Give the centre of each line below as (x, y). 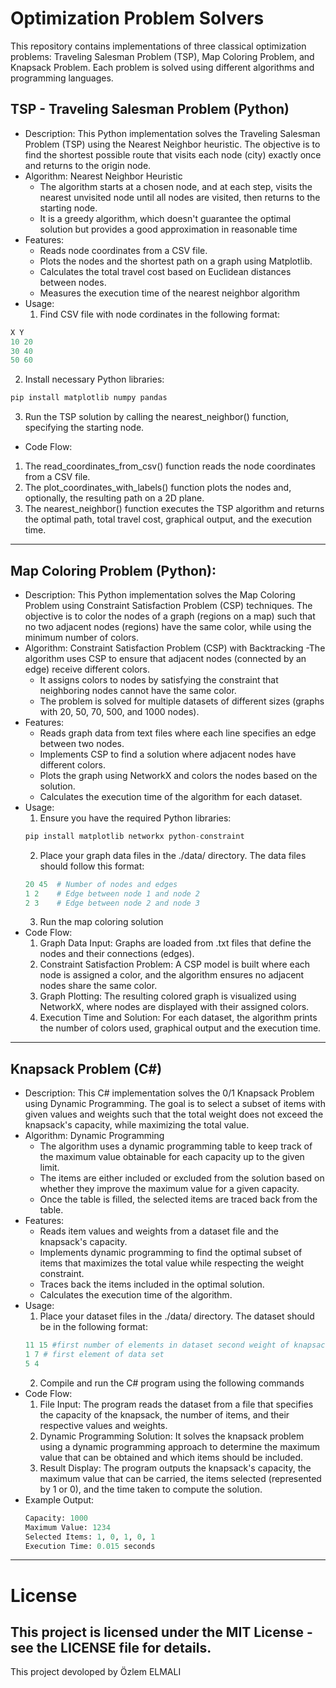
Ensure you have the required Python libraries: (135, 818)
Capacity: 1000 (56, 1518)
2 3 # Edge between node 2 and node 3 (112, 903)
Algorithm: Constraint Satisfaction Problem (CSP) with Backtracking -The (175, 648)
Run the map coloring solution (101, 922)
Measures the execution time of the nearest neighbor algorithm (170, 293)
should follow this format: (92, 866)
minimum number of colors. (81, 637)
